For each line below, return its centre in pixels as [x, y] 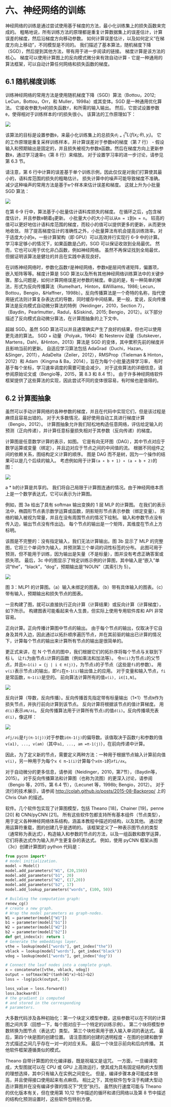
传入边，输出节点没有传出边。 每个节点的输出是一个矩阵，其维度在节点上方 [84, 524]
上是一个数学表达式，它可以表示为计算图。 [50, 494]
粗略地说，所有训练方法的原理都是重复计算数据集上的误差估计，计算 [91, 32]
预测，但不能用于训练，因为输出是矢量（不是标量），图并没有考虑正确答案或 [84, 554]
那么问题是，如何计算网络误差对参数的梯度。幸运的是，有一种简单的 [85, 280]
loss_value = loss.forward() [36, 988]
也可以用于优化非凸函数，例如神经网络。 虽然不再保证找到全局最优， [91, 250]
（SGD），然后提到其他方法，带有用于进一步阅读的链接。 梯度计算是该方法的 [85, 51]
